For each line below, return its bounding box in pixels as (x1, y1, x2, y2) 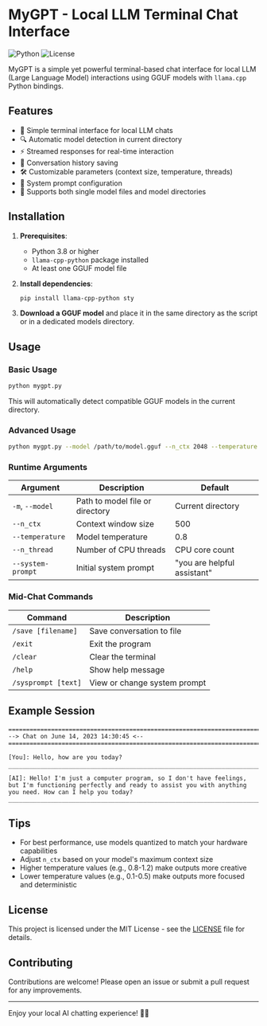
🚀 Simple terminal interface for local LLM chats (19, 125, 173, 135)
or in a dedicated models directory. (19, 317, 135, 327)
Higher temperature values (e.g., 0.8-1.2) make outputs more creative (19, 863, 247, 873)
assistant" (174, 567, 213, 578)
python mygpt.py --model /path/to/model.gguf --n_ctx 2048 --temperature (8, 443, 258, 451)
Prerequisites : (19, 231, 68, 241)
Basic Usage (8, 364, 58, 375)
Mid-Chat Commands (8, 591, 94, 602)
